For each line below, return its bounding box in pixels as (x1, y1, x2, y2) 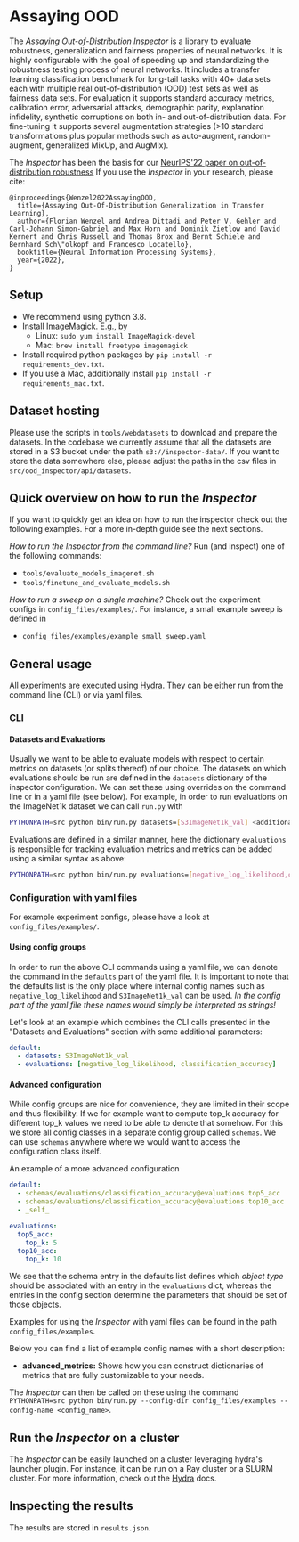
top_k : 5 (25, 1238, 58, 1247)
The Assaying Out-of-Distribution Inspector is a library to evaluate (9, 36, 252, 46)
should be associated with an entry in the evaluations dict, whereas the (9, 1280, 272, 1291)
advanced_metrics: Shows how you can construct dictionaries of (21, 1360, 264, 1371)
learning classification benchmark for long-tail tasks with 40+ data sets (9, 73, 271, 84)
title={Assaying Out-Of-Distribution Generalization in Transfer (17, 200, 265, 210)
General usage (9, 657, 92, 672)
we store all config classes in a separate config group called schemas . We (9, 1127, 277, 1138)
